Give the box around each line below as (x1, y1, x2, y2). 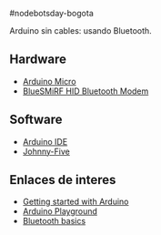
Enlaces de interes (9, 172, 116, 188)
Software (9, 112, 63, 128)
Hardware (9, 52, 66, 67)
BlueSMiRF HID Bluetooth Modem (22, 86, 149, 97)
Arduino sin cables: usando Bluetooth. (9, 26, 152, 36)
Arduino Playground (22, 206, 98, 217)
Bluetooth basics (22, 216, 86, 227)
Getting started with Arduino (22, 196, 129, 208)
